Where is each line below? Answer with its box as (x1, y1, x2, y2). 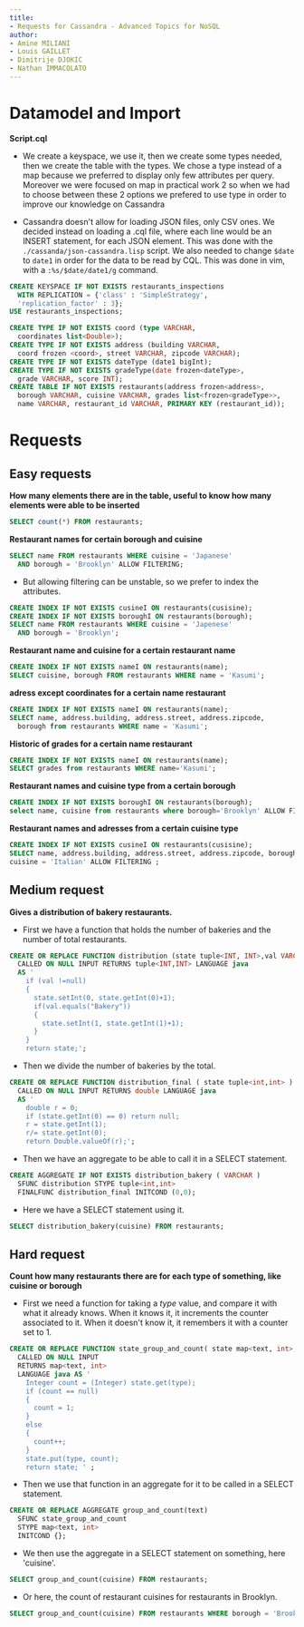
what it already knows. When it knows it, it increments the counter (22, 1308, 269, 1319)
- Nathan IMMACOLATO (9, 64, 88, 73)
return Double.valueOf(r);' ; (25, 1137, 136, 1146)
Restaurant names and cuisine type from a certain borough (9, 781, 236, 792)
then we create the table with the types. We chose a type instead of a (22, 160, 282, 170)
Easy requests (9, 466, 92, 482)
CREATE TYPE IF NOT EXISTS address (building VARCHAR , (9, 341, 221, 350)
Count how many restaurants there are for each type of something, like (9, 1271, 282, 1281)
